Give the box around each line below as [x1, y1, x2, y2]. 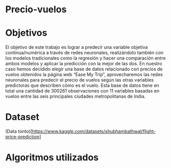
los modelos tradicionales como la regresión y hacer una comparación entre [5, 55, 166, 61]
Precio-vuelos [5, 4, 67, 15]
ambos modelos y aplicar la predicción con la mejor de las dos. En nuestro [5, 61, 162, 67]
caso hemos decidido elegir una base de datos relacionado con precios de [5, 66, 163, 72]
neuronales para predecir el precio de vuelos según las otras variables [5, 77, 154, 83]
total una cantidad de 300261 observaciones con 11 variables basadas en [5, 88, 160, 94]
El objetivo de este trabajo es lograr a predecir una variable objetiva [5, 44, 148, 50]
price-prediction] [5, 134, 41, 140]
